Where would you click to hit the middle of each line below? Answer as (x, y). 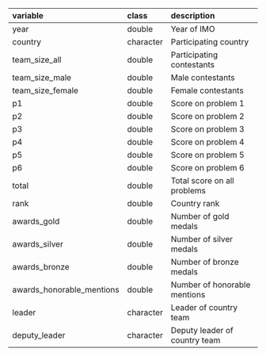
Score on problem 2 (207, 116)
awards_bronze (41, 267)
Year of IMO (193, 29)
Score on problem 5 (207, 155)
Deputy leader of (202, 330)
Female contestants (207, 90)
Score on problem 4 (207, 142)
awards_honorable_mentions (66, 290)
